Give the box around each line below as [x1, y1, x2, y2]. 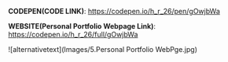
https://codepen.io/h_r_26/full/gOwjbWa [8, 30, 138, 39]
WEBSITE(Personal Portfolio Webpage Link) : [8, 22, 156, 30]
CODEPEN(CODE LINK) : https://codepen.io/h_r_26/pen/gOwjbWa [8, 7, 220, 15]
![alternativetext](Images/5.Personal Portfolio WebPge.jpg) [8, 45, 198, 53]
